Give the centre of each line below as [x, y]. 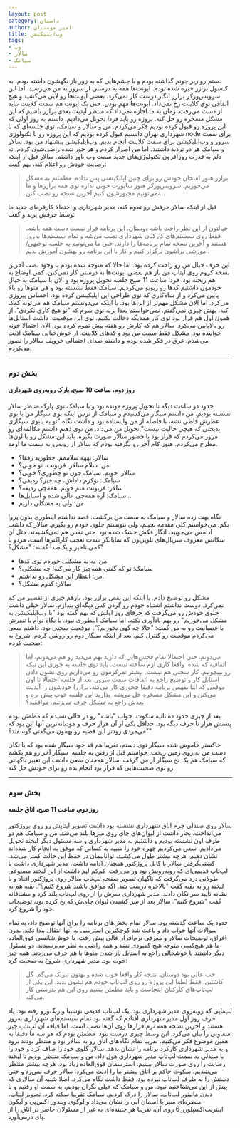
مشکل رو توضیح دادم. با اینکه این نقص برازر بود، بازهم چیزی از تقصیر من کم [109, 597]
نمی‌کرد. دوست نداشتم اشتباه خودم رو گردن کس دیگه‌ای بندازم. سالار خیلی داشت [116, 605]
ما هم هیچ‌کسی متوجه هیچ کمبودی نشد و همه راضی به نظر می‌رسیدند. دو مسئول [114, 945]
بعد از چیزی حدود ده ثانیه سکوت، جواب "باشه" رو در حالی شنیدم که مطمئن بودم [115, 715]
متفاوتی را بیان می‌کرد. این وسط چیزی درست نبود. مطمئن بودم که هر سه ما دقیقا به [119, 1033]
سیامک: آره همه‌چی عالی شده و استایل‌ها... [75, 495]
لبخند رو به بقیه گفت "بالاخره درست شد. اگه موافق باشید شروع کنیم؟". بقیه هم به [116, 886]
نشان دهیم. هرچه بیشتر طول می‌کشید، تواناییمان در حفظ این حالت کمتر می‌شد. [113, 855]
